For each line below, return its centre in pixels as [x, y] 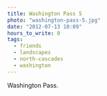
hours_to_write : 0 [34, 33]
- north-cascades [39, 59]
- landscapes [32, 53]
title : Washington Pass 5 [44, 14]
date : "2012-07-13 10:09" [44, 26]
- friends [27, 46]
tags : [15, 40]
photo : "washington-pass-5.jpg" [54, 20]
